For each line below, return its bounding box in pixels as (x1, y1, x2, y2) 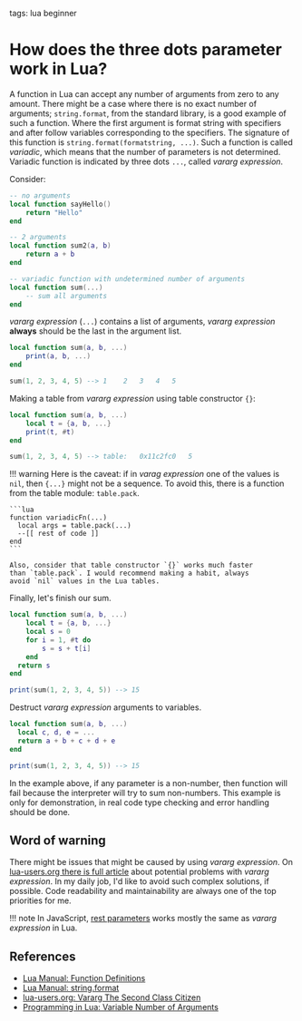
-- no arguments (9, 190, 71, 200)
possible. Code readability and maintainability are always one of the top (9, 886, 277, 897)
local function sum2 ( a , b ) (9, 241, 112, 250)
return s (17, 661, 51, 670)
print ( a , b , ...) (25, 352, 92, 361)
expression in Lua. (9, 922, 78, 933)
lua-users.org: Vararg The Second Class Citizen (22, 992, 201, 1003)
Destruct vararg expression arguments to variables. (9, 702, 202, 713)
